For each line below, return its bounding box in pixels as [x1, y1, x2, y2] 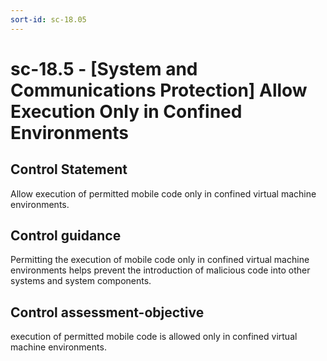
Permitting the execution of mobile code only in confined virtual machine [10, 254, 310, 266]
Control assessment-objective [10, 304, 205, 321]
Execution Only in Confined [10, 100, 243, 123]
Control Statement [10, 161, 128, 178]
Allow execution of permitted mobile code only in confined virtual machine [10, 187, 317, 200]
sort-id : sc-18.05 [10, 14, 87, 25]
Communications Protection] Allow [10, 79, 308, 101]
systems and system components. [10, 275, 152, 287]
